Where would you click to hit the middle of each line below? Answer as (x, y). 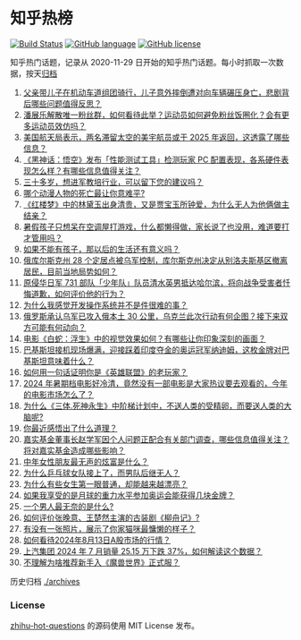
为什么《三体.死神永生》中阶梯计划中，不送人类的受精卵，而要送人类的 (153, 405)
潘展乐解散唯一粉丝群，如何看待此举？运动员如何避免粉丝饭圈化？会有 (152, 115)
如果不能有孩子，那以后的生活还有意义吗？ (101, 249)
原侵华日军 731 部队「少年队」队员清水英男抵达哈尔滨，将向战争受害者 (153, 282)
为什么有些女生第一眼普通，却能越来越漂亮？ (105, 483)
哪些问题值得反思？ (66, 103)
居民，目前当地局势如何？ (70, 271)
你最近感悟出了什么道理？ (70, 428)
